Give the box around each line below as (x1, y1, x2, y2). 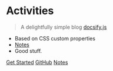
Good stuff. (14, 47, 42, 54)
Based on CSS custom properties (14, 35, 96, 42)
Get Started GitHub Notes (6, 59, 68, 66)
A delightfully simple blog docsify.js (20, 23, 107, 31)
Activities (6, 4, 54, 18)
